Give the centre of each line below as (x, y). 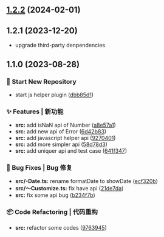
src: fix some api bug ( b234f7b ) (55, 195)
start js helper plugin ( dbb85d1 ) (54, 95)
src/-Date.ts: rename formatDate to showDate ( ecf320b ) (86, 181)
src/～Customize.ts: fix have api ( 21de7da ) (69, 189)
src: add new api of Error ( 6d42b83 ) (61, 132)
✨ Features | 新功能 (35, 112)
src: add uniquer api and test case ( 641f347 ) (71, 151)
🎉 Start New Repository (42, 81)
